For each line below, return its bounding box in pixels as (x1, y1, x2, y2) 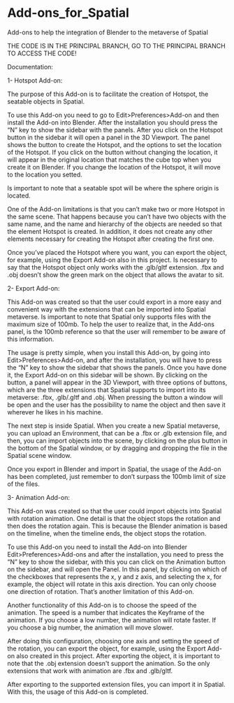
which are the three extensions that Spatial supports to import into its (7, 385, 206, 394)
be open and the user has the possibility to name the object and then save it (7, 401, 226, 409)
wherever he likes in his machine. (7, 408, 103, 416)
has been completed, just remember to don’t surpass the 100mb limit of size (7, 472, 226, 480)
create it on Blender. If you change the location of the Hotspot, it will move (7, 162, 221, 171)
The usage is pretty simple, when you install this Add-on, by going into (7, 348, 211, 356)
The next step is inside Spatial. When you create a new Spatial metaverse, (7, 422, 220, 430)
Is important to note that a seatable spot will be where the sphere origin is (7, 183, 219, 192)
